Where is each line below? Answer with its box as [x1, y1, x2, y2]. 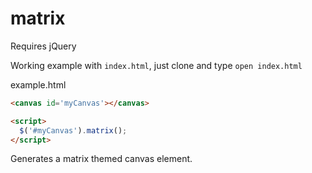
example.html [10, 78, 67, 91]
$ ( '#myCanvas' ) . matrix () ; [19, 125, 128, 136]
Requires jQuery [10, 40, 77, 52]
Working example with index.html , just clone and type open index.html [10, 59, 303, 71]
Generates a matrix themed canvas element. [10, 153, 193, 165]
